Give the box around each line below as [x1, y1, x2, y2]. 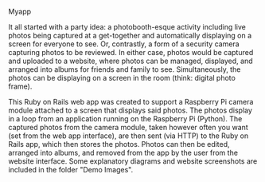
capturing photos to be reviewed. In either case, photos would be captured [8, 48, 254, 57]
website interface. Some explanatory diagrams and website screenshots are [8, 156, 258, 166]
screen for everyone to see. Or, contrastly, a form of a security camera [8, 39, 240, 49]
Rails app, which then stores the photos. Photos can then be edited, [8, 140, 230, 148]
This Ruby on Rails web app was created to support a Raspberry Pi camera [8, 97, 254, 106]
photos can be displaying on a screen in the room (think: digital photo [8, 73, 236, 82]
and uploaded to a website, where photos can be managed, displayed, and [8, 56, 253, 65]
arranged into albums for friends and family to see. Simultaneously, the [8, 65, 241, 74]
